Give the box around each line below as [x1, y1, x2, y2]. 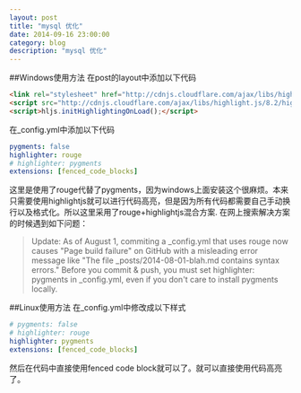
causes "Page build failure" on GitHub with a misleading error [30, 246, 258, 257]
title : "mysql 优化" [9, 22, 83, 31]
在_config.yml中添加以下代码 [9, 124, 115, 135]
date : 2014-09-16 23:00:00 [9, 30, 110, 39]
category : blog [9, 38, 66, 48]
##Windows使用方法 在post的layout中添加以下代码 [9, 73, 197, 83]
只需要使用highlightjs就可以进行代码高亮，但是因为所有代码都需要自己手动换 [9, 196, 291, 206]
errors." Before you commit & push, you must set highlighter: [30, 265, 255, 275]
